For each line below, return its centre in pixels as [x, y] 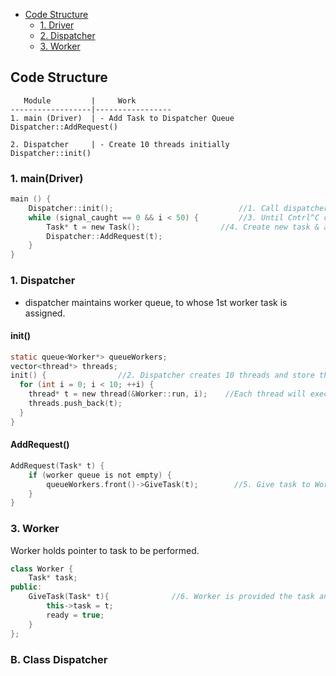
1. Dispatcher [43, 281]
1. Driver [57, 25]
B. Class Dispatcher [59, 659]
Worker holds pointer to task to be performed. [105, 550]
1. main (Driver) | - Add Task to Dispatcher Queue [122, 118]
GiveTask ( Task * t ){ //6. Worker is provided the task [171, 597]
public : [26, 587]
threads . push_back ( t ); [75, 404]
